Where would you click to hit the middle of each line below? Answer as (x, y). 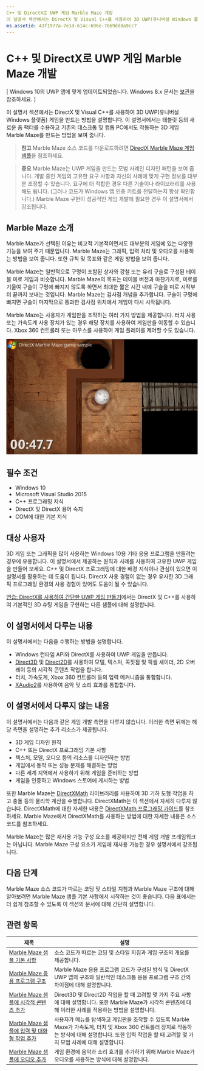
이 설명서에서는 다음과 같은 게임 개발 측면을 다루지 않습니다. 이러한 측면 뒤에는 (99, 722)
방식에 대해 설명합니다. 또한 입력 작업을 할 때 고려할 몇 (124, 1034)
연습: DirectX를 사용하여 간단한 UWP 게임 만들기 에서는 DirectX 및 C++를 (93, 597)
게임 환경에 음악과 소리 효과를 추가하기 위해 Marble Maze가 (125, 1052)
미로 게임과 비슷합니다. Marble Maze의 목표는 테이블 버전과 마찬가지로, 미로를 (105, 279)
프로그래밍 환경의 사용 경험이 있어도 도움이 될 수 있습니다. (80, 584)
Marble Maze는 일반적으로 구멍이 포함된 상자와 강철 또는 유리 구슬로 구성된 (96, 272)
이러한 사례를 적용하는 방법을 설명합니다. (108, 1010)
